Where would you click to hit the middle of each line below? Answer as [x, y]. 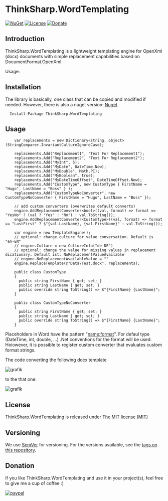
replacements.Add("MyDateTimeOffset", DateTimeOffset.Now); [78, 180]
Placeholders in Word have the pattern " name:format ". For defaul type [77, 334]
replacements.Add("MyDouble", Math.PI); [57, 172]
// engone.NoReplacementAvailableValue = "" [61, 259]
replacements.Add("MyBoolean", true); [55, 176]
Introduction [25, 39]
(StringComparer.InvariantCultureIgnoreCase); [55, 145]
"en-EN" [13, 242]
